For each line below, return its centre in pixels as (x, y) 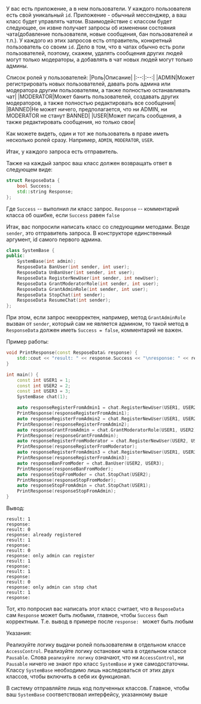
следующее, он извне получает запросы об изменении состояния (91, 28)
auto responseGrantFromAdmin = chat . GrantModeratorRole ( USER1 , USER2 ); (108, 430)
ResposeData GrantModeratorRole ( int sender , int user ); (88, 284)
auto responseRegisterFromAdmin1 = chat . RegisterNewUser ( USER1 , (99, 408)
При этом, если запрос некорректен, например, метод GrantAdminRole (96, 317)
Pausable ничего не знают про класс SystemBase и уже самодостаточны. (98, 664)
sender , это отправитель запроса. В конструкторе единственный (89, 233)
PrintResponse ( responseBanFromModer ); (65, 469)
